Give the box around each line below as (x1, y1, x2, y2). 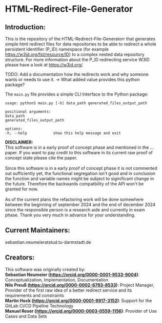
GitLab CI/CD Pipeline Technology (5, 302, 74, 309)
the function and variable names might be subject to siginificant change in (5, 176, 154, 182)
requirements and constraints (5, 292, 64, 298)
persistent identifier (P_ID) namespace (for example (5, 46, 109, 52)
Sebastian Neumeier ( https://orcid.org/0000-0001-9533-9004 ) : (5, 272, 140, 277)
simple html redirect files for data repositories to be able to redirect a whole (5, 41, 157, 47)
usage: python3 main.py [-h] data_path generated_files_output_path (5, 101, 147, 106)
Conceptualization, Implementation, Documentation (5, 277, 108, 282)
